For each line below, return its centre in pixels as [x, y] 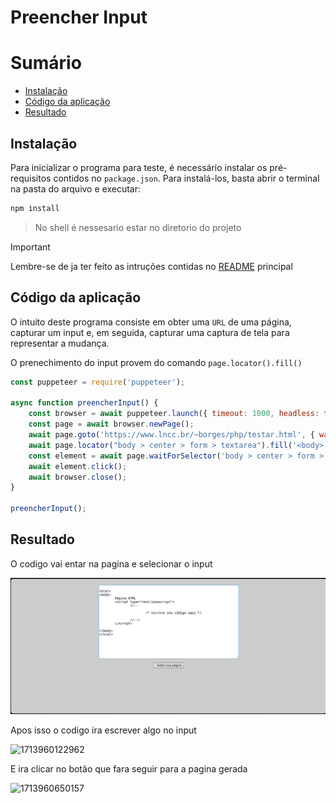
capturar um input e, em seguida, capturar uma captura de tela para [150, 332]
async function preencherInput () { [84, 403]
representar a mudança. [60, 343]
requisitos [31, 178]
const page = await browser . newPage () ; [111, 424]
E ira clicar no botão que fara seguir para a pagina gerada [129, 768]
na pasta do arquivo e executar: [75, 188]
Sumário [46, 63]
